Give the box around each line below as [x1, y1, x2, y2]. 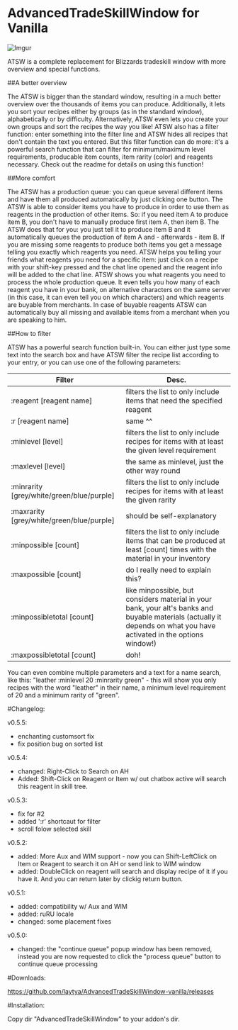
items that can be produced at [125, 535, 226, 545]
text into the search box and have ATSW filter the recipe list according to [7, 350, 220, 359]
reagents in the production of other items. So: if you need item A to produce [7, 210, 229, 218]
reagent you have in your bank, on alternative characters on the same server [7, 285, 231, 293]
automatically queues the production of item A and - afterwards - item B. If [7, 233, 225, 241]
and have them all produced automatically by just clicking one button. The [7, 195, 223, 203]
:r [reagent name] [11, 416, 69, 426]
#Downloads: [7, 973, 46, 982]
